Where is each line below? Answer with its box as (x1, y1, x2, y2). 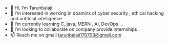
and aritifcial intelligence (10, 16, 62, 21)
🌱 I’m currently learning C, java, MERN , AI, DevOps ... (10, 21, 124, 27)
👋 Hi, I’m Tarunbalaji (10, 5, 53, 11)
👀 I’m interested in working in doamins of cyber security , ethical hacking (10, 10, 164, 16)
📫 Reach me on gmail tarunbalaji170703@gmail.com (10, 32, 122, 38)
